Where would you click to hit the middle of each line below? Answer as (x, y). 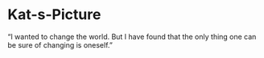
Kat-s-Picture (54, 15)
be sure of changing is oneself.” (60, 44)
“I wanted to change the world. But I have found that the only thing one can (132, 37)
